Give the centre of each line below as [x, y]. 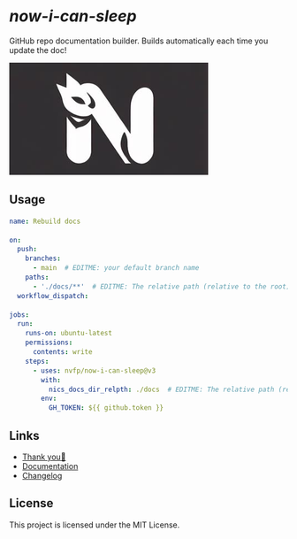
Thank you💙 [44, 457]
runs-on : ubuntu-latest [69, 334]
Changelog [42, 475]
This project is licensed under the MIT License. [95, 525]
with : [51, 380]
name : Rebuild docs [45, 221]
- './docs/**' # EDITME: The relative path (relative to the [149, 286]
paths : [37, 277]
